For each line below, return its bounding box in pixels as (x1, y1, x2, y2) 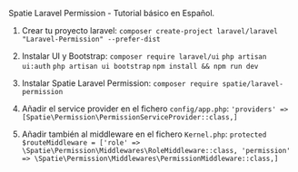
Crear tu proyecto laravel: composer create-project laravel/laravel (21, 25, 278, 35)
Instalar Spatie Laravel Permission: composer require (21, 78, 219, 89)
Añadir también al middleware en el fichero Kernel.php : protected (21, 129, 267, 139)
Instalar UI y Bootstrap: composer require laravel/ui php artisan (21, 51, 267, 62)
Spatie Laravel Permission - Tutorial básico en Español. (8, 8, 215, 18)
